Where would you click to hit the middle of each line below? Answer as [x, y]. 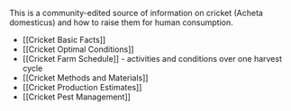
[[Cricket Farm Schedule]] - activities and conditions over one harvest [152, 59]
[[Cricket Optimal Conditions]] [78, 49]
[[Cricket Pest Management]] [76, 97]
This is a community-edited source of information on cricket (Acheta [136, 13]
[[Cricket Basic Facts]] [64, 40]
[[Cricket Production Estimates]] [82, 87]
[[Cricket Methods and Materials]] [85, 78]
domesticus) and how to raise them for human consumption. [122, 22]
